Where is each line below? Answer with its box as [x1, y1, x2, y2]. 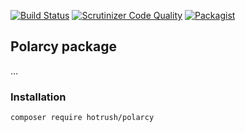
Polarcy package [10, 38, 117, 55]
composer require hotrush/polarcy [10, 113, 155, 123]
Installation [10, 90, 67, 104]
